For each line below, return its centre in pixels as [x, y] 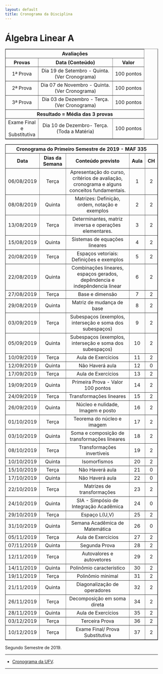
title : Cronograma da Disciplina [39, 14]
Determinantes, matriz [97, 219]
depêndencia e [98, 280]
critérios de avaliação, [98, 178]
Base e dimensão [98, 294]
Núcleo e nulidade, [97, 405]
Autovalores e [98, 553]
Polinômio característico [98, 568]
